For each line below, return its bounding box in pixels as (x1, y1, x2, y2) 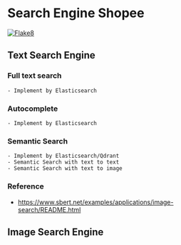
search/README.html (17, 205, 81, 214)
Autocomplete (7, 104, 58, 114)
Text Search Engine (7, 49, 96, 61)
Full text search (7, 71, 62, 81)
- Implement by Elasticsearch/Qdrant (7, 152, 120, 160)
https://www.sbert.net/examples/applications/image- (17, 198, 174, 206)
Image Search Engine (7, 226, 104, 238)
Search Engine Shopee (7, 5, 145, 21)
